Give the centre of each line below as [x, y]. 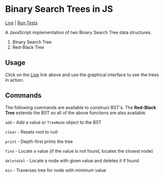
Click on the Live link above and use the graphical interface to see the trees [82, 75]
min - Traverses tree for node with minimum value [56, 170]
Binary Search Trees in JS [59, 9]
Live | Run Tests [22, 23]
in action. [15, 80]
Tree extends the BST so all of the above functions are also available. [76, 113]
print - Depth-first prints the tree [39, 141]
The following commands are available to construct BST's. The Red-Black [81, 107]
